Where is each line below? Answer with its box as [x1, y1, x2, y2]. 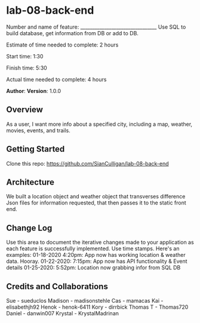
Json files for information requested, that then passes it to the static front [6, 199, 186, 206]
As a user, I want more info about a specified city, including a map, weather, [6, 120, 193, 128]
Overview [6, 105, 44, 115]
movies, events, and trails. [6, 126, 70, 134]
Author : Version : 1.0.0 [6, 87, 61, 94]
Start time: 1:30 [6, 52, 44, 60]
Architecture [6, 177, 55, 187]
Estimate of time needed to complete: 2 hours [6, 41, 119, 48]
